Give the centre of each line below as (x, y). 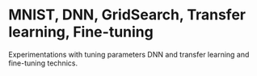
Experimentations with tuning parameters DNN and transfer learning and (129, 54)
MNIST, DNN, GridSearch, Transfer (127, 15)
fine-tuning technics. (43, 63)
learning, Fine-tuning (81, 32)
